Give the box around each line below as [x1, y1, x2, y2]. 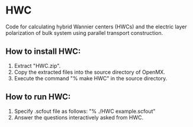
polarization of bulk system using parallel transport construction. [5, 29, 163, 36]
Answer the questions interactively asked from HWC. [14, 113, 143, 121]
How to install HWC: [5, 47, 81, 57]
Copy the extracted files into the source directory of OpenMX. [14, 69, 165, 76]
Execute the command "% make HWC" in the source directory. [14, 74, 168, 82]
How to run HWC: [5, 92, 71, 102]
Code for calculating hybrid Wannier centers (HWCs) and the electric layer [5, 23, 187, 30]
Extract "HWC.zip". [14, 62, 61, 69]
